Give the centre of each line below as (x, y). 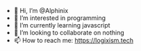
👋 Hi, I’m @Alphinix (41, 11)
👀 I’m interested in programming (60, 18)
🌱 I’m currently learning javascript (62, 25)
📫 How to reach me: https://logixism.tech (74, 40)
